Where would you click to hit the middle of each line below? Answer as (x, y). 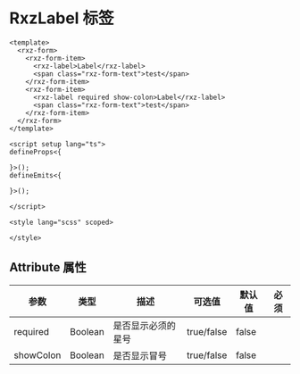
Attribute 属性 (48, 267)
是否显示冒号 (140, 355)
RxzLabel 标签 (62, 18)
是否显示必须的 (144, 325)
